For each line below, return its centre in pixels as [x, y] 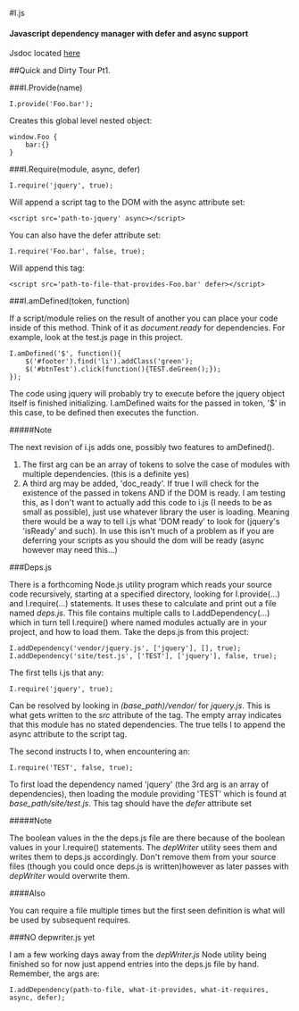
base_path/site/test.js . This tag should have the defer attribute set [131, 804]
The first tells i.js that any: [57, 673]
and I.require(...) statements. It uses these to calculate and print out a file [143, 604]
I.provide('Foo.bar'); [51, 104]
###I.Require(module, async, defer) [75, 170]
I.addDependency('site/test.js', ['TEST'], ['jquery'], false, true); [143, 656]
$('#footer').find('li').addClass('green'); [109, 362]
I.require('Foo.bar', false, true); [77, 252]
